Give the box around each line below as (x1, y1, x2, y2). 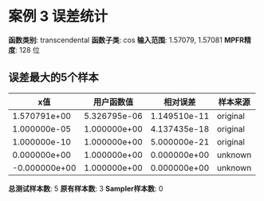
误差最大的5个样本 (8, 71, 100, 85)
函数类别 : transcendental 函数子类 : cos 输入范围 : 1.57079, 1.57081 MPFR (8, 35, 245, 45)
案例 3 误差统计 (8, 7, 108, 26)
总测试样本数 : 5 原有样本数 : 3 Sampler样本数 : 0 (8, 183, 164, 193)
